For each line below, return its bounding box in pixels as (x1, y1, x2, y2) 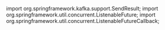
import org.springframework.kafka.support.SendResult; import (6, 5, 158, 12)
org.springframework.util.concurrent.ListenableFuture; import (6, 11, 156, 18)
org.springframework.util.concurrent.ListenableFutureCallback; (6, 18, 160, 24)
